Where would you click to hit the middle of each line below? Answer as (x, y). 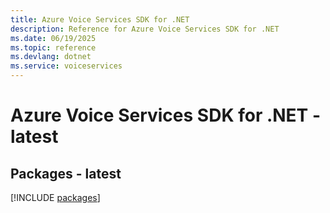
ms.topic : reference (53, 47)
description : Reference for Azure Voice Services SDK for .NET (145, 29)
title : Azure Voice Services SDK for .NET (100, 19)
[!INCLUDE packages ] (55, 197)
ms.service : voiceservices (66, 66)
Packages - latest (66, 173)
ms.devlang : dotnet (51, 57)
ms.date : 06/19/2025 (53, 38)
